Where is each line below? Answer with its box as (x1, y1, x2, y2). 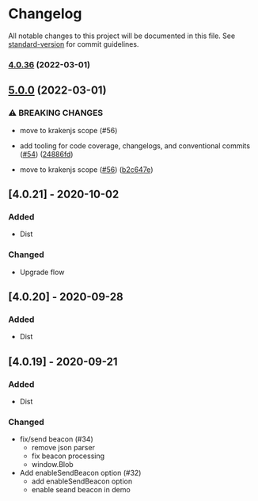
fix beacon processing (31, 451, 105, 461)
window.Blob (31, 460, 74, 469)
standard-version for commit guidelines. (8, 39, 139, 48)
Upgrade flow (19, 267, 65, 277)
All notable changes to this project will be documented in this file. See (8, 31, 236, 40)
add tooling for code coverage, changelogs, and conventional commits (19, 140, 251, 151)
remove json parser (31, 443, 95, 453)
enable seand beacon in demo (31, 485, 131, 495)
